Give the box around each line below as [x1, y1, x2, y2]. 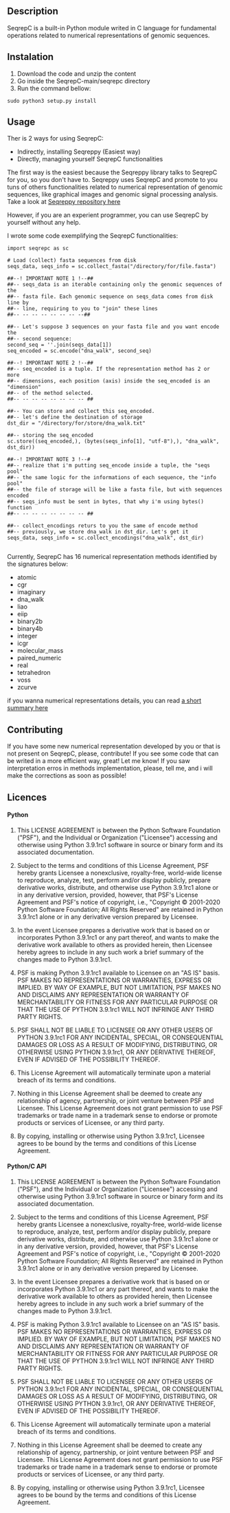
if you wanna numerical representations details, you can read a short [7, 696, 202, 705]
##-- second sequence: [7, 336, 72, 343]
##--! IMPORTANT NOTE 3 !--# [7, 456, 91, 463]
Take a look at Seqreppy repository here [7, 198, 121, 206]
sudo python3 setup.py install [7, 97, 97, 104]
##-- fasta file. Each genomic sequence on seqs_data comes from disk [7, 293, 214, 301]
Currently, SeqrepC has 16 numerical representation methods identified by [7, 553, 218, 561]
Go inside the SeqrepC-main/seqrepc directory [16, 77, 150, 85]
